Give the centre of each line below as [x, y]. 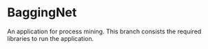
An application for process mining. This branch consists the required [104, 31]
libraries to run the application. [51, 38]
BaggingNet [42, 13]
